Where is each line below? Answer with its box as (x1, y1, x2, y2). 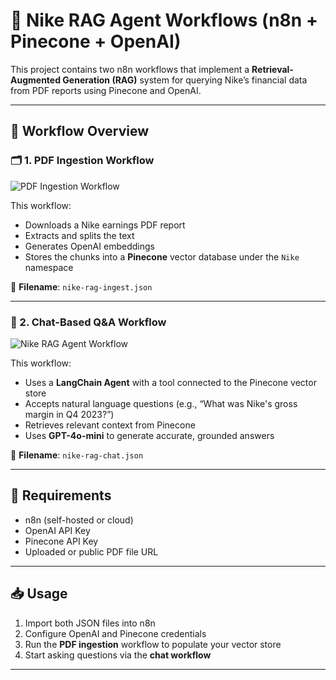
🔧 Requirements (10, 487, 112, 504)
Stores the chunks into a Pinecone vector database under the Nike (24, 250, 300, 263)
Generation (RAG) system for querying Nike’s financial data (62, 74, 308, 86)
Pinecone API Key (24, 535, 99, 547)
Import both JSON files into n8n (24, 617, 156, 629)
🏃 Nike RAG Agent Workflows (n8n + (10, 9, 318, 32)
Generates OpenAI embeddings (24, 240, 155, 252)
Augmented (10, 74, 62, 86)
